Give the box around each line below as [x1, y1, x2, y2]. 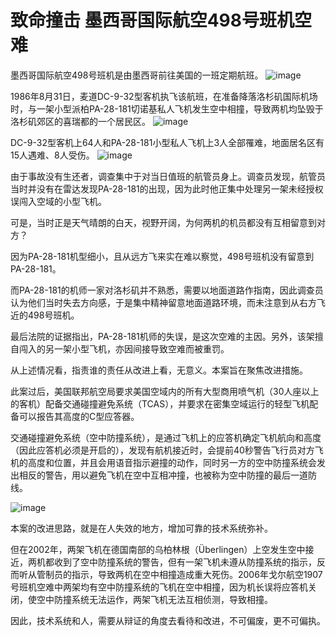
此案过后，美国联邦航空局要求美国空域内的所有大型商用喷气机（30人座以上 [10, 385, 320, 397]
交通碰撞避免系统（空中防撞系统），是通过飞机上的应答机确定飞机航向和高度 [10, 431, 322, 443]
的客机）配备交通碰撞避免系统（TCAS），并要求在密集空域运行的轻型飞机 [10, 397, 310, 410]
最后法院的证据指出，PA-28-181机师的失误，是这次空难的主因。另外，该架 [10, 330, 315, 342]
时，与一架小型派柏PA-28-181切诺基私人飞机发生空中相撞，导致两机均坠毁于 [10, 102, 324, 115]
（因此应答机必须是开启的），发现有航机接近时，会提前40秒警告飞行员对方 [10, 444, 315, 456]
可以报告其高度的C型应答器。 [18, 410, 140, 422]
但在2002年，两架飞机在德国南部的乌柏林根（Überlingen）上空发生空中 [10, 543, 306, 555]
